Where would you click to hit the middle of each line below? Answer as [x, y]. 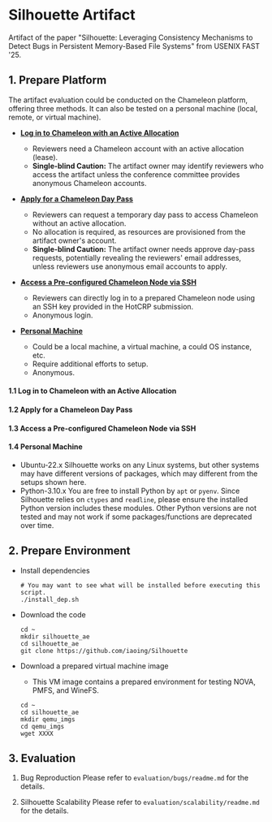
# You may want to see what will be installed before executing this [140, 585]
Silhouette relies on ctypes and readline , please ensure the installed [134, 499]
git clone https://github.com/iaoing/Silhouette [104, 651]
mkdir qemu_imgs [47, 719]
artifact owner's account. [74, 240]
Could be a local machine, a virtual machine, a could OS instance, [142, 346]
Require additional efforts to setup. [90, 364]
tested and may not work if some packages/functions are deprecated [136, 517]
